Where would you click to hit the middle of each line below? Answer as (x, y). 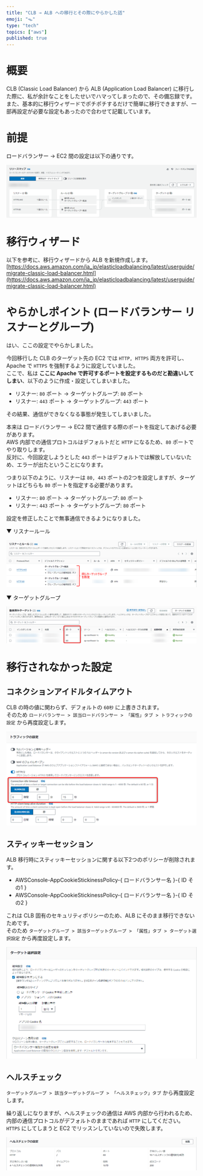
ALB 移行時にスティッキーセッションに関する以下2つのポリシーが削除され (98, 859)
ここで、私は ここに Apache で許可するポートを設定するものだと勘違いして (100, 373)
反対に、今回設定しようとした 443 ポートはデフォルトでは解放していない (96, 457)
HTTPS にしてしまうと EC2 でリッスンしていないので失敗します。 (86, 1128)
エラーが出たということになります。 (62, 464)
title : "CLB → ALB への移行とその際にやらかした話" (66, 13)
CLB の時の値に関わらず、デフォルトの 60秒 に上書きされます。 (84, 707)
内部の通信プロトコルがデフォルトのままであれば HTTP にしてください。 (95, 1121)
